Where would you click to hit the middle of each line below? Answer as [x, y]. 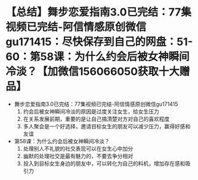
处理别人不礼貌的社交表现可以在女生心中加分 [78, 149]
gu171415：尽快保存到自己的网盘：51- [99, 42]
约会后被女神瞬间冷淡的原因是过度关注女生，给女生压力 [91, 111]
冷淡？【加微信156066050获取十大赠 [98, 72]
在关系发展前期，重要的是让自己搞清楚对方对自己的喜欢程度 [96, 119]
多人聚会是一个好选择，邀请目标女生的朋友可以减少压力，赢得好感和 [107, 126]
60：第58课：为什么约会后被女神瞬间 [98, 57]
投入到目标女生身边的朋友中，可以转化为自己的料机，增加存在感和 [104, 163]
